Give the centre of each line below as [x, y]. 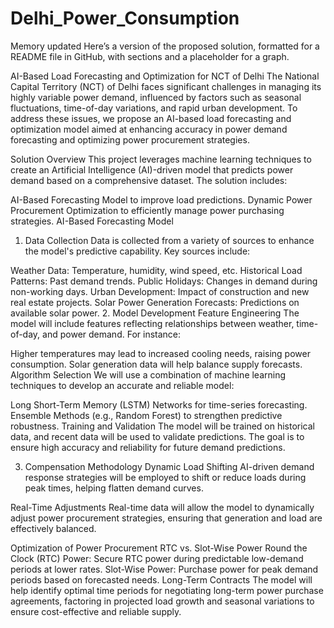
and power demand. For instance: [112, 334]
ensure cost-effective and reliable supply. [96, 611]
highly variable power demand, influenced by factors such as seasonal [156, 97]
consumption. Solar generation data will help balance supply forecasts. [156, 364]
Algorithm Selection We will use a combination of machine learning [148, 374]
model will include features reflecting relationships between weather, [152, 323]
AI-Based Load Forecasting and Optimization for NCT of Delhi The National [165, 76]
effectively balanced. [53, 528]
